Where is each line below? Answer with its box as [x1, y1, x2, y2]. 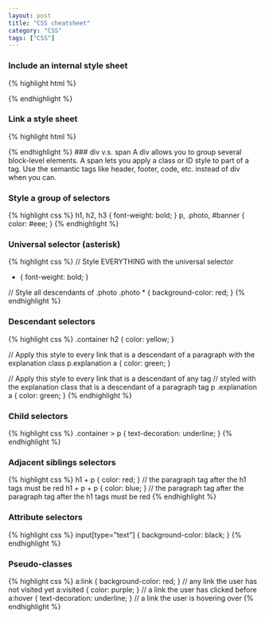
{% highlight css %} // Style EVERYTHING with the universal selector [8, 257, 234, 267]
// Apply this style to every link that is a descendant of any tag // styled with [8, 374, 256, 383]
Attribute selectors [8, 511, 84, 523]
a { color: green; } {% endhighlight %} [8, 390, 133, 400]
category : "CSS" [8, 26, 62, 34]
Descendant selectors [8, 316, 95, 327]
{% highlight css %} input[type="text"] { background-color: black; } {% [8, 530, 242, 539]
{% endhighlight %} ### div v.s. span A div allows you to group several [8, 147, 242, 156]
